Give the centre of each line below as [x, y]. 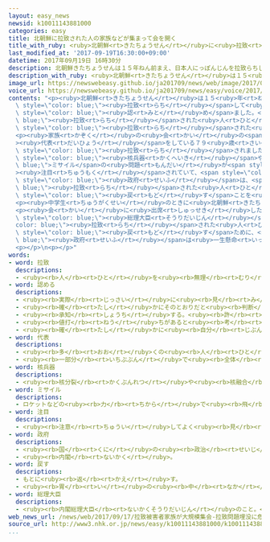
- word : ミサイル [35, 390]
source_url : [28, 524]
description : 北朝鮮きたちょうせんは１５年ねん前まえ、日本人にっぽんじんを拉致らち [133, 68]
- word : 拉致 [29, 262]
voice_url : [27, 90]
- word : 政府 [29, 434]
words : [19, 255]
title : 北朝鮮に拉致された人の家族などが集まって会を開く [92, 38]
